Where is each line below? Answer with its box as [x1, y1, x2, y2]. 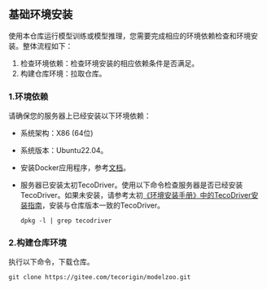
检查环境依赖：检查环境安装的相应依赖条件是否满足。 [20, 58, 199, 68]
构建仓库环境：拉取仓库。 [20, 68, 107, 78]
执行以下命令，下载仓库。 [8, 257, 94, 267]
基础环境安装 [8, 7, 73, 22]
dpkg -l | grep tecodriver [20, 217, 112, 226]
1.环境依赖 [8, 90, 49, 102]
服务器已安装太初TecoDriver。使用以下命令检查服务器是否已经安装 [20, 180, 243, 190]
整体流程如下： [22, 41, 73, 50]
